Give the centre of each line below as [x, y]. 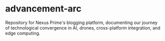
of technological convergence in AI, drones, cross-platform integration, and [83, 27]
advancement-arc [43, 9]
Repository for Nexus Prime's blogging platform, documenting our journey [81, 22]
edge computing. [23, 33]
